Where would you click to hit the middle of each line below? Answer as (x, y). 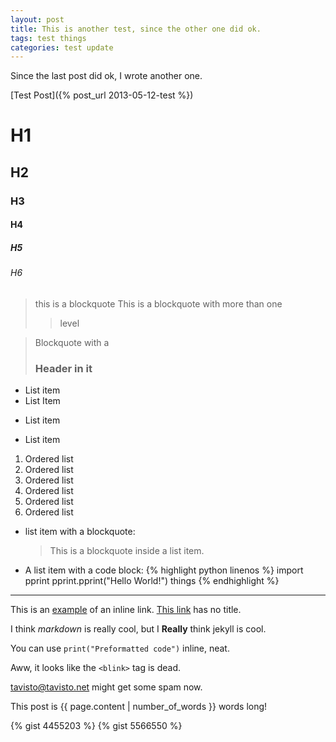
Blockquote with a (72, 342)
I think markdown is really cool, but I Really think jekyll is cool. (138, 629)
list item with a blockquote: (80, 532)
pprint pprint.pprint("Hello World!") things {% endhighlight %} (152, 581)
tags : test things (48, 38)
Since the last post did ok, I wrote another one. (106, 76)
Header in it (63, 368)
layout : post (37, 19)
